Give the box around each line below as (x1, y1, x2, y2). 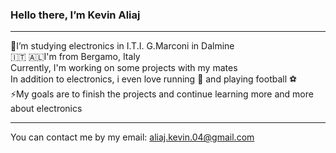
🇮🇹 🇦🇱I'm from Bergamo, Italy (10, 51, 141, 63)
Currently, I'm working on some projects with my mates (10, 62, 238, 74)
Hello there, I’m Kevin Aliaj (10, 8, 141, 22)
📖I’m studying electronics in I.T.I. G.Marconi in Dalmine (10, 40, 235, 52)
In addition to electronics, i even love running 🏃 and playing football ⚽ (10, 73, 298, 85)
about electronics (10, 103, 83, 115)
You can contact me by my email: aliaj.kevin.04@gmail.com (10, 131, 255, 143)
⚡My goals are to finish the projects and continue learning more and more (10, 88, 314, 100)
